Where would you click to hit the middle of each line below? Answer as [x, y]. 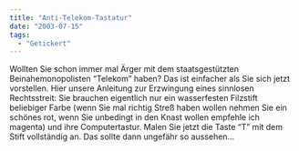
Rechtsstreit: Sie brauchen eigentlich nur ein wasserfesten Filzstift [134, 98]
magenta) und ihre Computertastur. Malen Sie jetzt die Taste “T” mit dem [146, 127]
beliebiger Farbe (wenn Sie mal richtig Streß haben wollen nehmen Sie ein [148, 108]
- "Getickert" [44, 43]
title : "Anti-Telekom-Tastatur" [71, 18]
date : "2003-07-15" [46, 26]
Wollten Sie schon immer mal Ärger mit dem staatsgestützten [124, 69]
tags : [20, 35]
